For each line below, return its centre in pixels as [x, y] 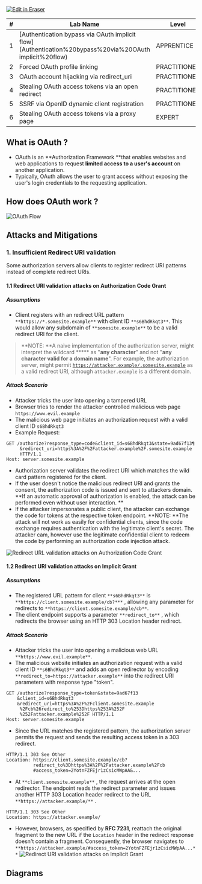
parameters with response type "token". [64, 682]
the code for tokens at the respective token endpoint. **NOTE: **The [102, 515]
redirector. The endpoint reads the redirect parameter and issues [95, 788]
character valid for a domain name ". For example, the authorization [105, 358]
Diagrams [25, 873]
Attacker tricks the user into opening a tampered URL [81, 400]
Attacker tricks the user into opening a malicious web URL [87, 650]
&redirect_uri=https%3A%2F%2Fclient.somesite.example [86, 704]
